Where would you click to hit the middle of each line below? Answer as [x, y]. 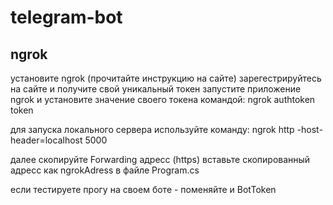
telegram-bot [66, 17]
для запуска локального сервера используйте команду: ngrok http [152, 129]
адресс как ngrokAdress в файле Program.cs [105, 170]
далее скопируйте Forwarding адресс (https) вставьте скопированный [160, 159]
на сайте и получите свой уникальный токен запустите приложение [156, 89]
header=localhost [46, 140]
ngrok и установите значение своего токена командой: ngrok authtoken [163, 99]
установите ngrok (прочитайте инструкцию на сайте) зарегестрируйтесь [166, 78]
